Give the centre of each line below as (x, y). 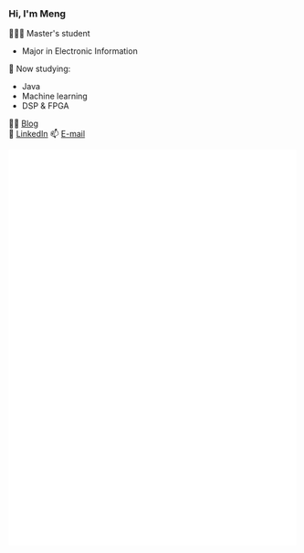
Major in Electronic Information (79, 51)
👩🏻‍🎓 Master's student (49, 34)
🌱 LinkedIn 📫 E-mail (47, 134)
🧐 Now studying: (40, 69)
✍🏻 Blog (23, 124)
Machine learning (54, 96)
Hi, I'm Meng (37, 14)
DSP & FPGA (45, 106)
